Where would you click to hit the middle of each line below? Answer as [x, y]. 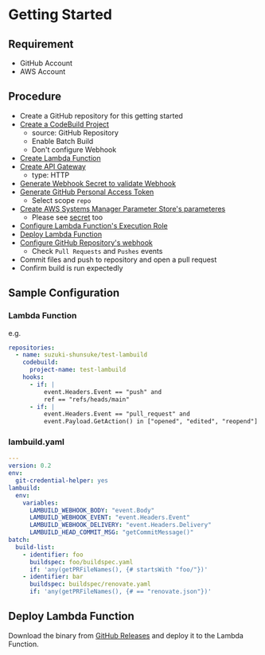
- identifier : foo [53, 555]
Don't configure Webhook [74, 150]
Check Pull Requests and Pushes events [97, 251]
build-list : [35, 547]
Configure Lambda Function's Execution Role [94, 225]
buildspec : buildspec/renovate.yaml [90, 584]
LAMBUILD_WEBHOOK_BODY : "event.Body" [92, 510]
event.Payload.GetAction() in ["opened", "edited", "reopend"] [151, 422]
